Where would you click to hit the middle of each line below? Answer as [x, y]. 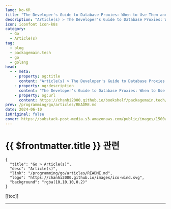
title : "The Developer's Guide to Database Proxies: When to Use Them [82, 15]
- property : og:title [37, 76]
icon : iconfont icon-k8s [32, 24]
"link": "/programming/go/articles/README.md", [61, 173]
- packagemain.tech [31, 53]
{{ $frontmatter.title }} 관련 [62, 146]
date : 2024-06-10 [24, 110]
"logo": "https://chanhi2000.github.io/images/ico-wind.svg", [77, 177]
